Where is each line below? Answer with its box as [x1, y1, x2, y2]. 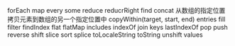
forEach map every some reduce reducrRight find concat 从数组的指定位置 [7, 6, 226, 14]
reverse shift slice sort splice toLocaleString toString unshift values [7, 30, 204, 39]
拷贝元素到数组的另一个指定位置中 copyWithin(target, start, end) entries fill [7, 15, 226, 23]
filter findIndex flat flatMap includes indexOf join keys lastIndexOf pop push [7, 23, 229, 31]
